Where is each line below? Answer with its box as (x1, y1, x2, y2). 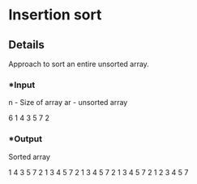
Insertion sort (8, 6, 102, 24)
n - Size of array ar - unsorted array (8, 98, 128, 107)
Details (8, 38, 45, 52)
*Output (8, 133, 43, 144)
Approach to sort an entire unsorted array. (8, 59, 150, 69)
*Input (8, 79, 36, 90)
